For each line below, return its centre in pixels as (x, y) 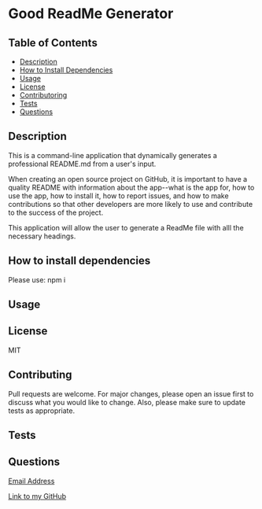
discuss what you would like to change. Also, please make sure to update (127, 402)
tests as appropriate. (42, 411)
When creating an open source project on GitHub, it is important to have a (128, 179)
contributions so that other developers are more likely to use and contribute (131, 204)
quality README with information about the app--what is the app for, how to (131, 187)
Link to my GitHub (37, 496)
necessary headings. (42, 236)
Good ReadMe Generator (91, 14)
